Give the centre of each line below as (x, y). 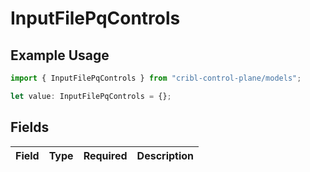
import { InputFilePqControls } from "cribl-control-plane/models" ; (156, 78)
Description (165, 155)
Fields (30, 127)
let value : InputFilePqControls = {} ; (91, 96)
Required (105, 155)
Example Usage (60, 55)
